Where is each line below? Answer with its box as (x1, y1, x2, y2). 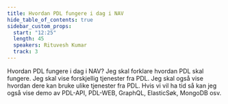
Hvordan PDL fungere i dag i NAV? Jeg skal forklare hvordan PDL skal (7, 66, 204, 75)
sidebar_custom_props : (7, 23, 72, 29)
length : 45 (13, 36, 45, 42)
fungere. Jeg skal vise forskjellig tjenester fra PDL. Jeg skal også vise (7, 74, 204, 82)
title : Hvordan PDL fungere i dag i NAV (7, 10, 125, 17)
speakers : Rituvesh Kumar (13, 42, 88, 49)
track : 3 (13, 49, 38, 55)
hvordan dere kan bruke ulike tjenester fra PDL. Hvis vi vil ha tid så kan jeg (7, 81, 217, 90)
